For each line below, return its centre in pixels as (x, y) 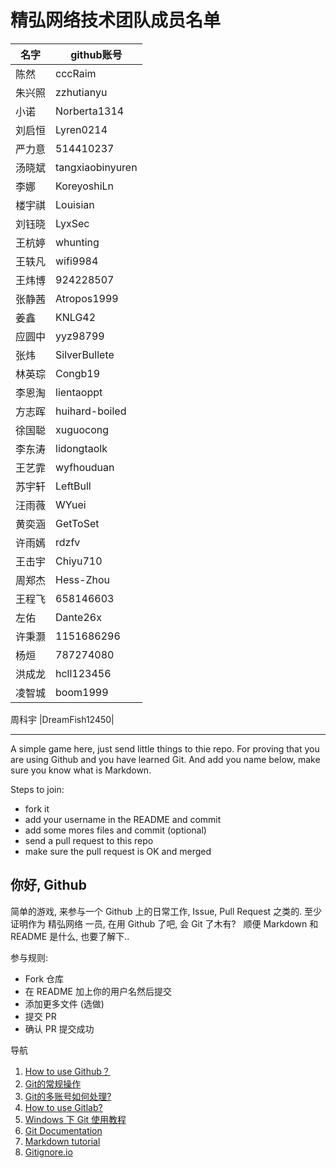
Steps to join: (37, 789)
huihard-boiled (91, 411)
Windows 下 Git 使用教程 (75, 1119)
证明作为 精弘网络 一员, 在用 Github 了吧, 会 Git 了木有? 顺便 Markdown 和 (164, 923)
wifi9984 (77, 261)
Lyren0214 (81, 129)
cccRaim (76, 73)
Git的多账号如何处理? (68, 1096)
